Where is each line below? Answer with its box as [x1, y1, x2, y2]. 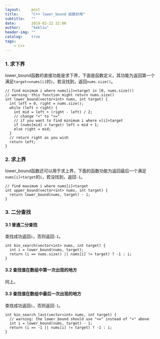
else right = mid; [14, 126, 51, 132]
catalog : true [5, 35, 40, 40]
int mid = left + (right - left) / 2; [14, 109, 93, 115]
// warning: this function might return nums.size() [5, 92, 115, 98]
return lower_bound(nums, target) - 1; [9, 192, 91, 198]
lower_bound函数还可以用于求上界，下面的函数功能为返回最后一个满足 [5, 168, 147, 174]
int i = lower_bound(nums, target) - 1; [9, 320, 93, 326]
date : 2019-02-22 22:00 [5, 20, 67, 26]
